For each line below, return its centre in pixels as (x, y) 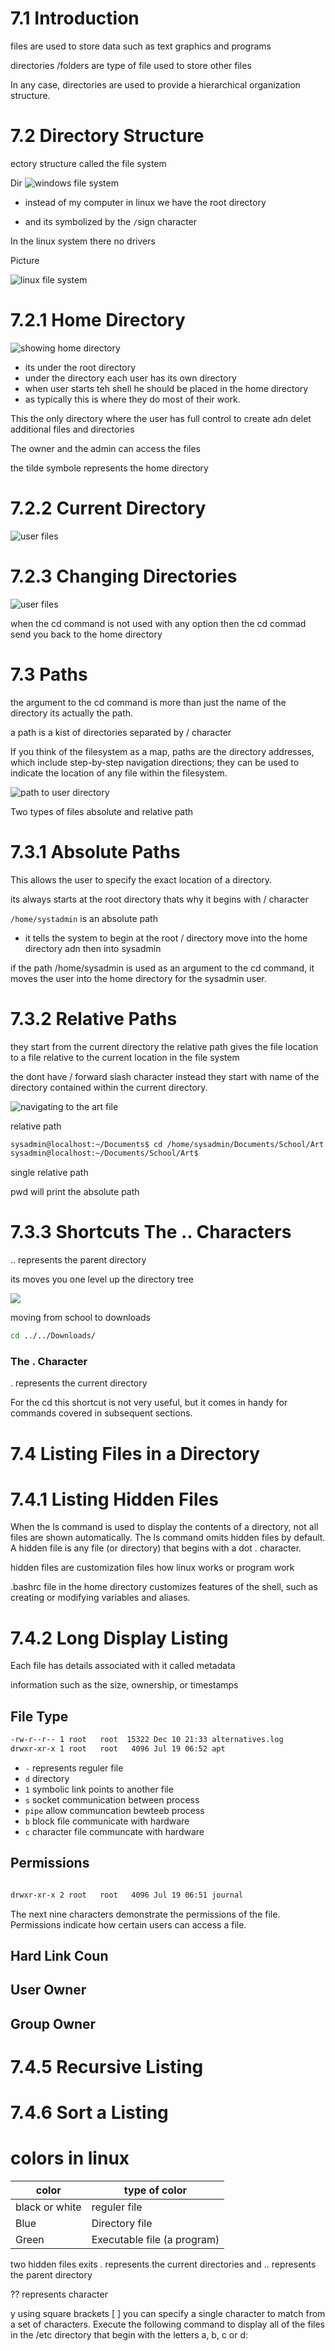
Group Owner (53, 2023)
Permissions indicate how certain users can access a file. (128, 1924)
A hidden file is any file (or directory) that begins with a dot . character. (156, 1548)
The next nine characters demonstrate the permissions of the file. (145, 1914)
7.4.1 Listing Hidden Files (114, 1499)
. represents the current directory (79, 1383)
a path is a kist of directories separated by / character (121, 732)
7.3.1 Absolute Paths (95, 851)
